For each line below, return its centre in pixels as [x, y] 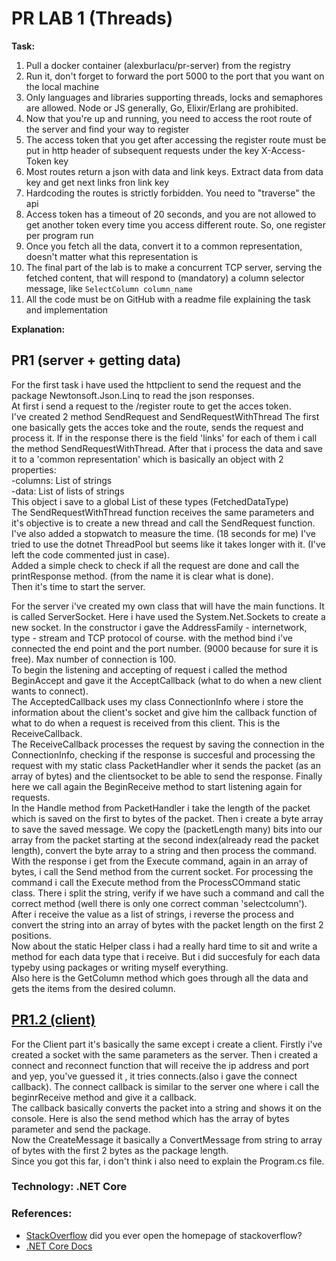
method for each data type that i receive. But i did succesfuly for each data [166, 956]
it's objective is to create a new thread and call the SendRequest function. [163, 523]
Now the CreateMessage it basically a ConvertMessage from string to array [167, 1139]
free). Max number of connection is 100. [94, 659]
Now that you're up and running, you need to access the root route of [169, 118]
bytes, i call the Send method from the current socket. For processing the [162, 871]
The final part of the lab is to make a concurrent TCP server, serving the [174, 267]
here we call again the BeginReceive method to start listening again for [157, 786]
